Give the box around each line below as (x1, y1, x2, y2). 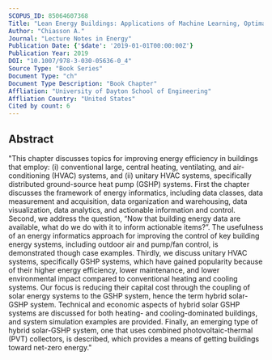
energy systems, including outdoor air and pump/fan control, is (8, 239, 219, 249)
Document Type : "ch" (8, 72, 79, 80)
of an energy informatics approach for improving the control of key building (8, 231, 260, 240)
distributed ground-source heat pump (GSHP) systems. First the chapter (8, 179, 250, 188)
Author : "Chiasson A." (8, 27, 85, 35)
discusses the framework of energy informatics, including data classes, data (8, 188, 263, 197)
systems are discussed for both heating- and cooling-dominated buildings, (8, 308, 257, 318)
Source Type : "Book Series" (8, 65, 104, 73)
